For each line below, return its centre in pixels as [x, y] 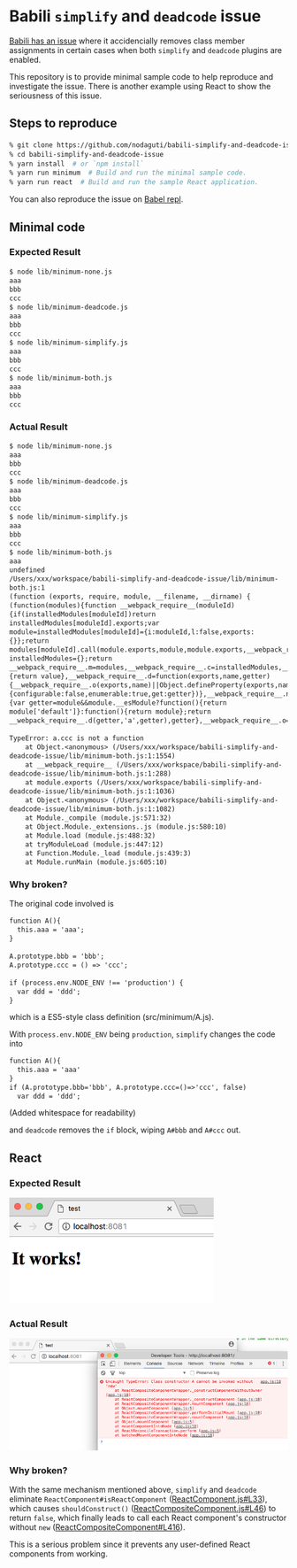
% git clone [31, 145]
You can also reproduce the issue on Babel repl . [96, 199]
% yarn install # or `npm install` [76, 164]
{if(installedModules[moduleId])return [83, 614]
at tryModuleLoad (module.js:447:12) [95, 845]
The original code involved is [62, 904]
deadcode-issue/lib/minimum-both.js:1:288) [91, 774]
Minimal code [47, 227]
